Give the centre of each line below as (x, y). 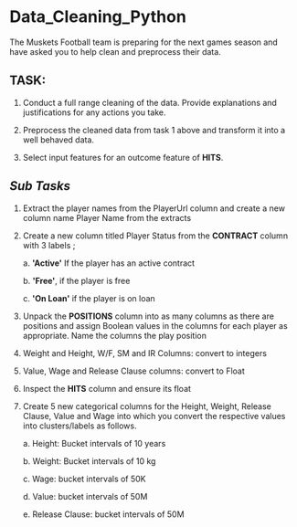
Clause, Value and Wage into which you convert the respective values (154, 416)
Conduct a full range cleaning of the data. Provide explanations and (149, 102)
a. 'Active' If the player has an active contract (108, 263)
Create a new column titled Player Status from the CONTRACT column (155, 236)
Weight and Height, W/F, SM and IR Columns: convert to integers (145, 353)
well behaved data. (58, 140)
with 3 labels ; (49, 245)
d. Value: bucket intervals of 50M (85, 496)
